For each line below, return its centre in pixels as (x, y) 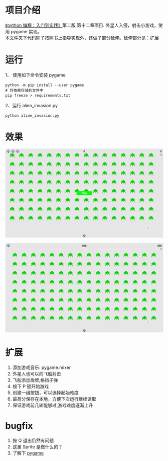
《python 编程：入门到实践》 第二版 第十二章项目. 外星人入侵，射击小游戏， (82, 25)
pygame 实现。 (26, 31)
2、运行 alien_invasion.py (32, 105)
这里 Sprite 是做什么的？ (37, 446)
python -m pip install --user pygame (45, 85)
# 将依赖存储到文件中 (24, 90)
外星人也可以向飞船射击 (37, 373)
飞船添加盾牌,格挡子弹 (35, 380)
